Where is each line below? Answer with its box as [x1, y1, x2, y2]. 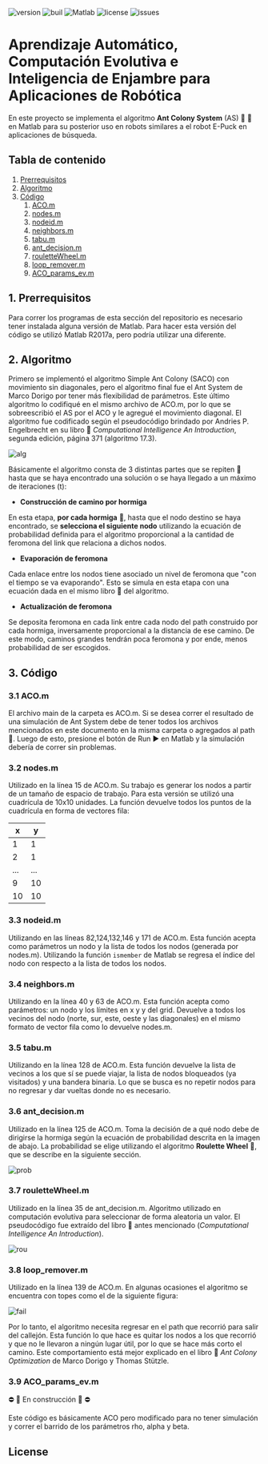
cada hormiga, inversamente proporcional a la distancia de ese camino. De [8, 625, 255, 636]
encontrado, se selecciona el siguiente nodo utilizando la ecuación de [8, 521, 242, 531]
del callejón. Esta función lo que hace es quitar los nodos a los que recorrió [8, 1330, 257, 1341]
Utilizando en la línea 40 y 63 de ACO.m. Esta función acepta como [8, 996, 230, 1006]
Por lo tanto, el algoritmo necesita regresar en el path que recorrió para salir [8, 1322, 259, 1332]
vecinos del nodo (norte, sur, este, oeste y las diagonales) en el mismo [8, 1013, 242, 1023]
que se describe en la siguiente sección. [8, 1149, 142, 1159]
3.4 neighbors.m [8, 978, 75, 989]
